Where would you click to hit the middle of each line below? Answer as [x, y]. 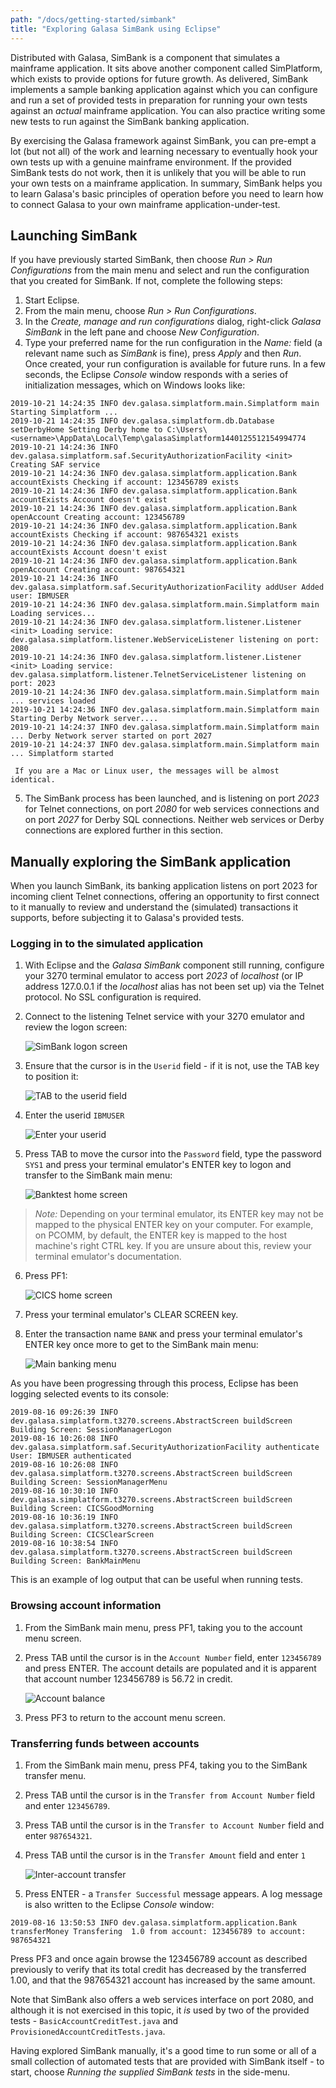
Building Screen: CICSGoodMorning [82, 1509]
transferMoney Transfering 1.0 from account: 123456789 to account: [158, 1932]
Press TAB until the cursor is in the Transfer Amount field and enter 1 [165, 1855]
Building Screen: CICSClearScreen [82, 1535]
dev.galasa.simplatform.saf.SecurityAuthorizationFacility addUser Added [167, 587]
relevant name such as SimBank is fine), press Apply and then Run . [163, 353]
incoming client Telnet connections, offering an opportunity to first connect [165, 897]
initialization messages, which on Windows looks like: [135, 385]
